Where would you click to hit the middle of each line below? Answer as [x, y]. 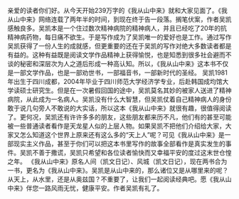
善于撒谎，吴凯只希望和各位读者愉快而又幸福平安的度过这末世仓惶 [135, 152]
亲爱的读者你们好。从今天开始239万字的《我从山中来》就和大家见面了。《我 [117, 10]
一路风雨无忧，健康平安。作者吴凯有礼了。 [101, 188]
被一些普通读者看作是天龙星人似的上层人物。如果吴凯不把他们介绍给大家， [116, 126]
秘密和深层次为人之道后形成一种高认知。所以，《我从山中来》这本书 [118, 64]
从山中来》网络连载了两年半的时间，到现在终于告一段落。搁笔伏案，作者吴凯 [119, 19]
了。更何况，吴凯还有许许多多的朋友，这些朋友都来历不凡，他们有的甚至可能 [119, 117]
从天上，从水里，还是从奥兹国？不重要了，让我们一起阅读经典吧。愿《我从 [116, 179]
